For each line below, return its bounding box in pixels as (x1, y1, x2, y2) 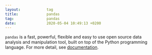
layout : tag (5, 7, 54, 12)
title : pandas (5, 12, 60, 17)
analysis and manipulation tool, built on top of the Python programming (5, 39, 148, 45)
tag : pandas (5, 16, 60, 21)
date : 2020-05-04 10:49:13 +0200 (5, 20, 101, 26)
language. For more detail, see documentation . (5, 44, 99, 50)
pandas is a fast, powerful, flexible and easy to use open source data (5, 34, 142, 40)
